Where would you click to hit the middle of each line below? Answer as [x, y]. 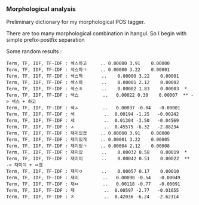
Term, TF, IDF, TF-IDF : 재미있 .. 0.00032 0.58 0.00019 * [97, 152]
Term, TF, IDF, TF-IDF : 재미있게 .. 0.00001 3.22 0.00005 [88, 140]
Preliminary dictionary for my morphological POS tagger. [76, 22]
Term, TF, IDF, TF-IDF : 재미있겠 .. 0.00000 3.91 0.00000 [88, 133]
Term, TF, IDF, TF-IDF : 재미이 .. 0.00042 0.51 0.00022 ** [98, 159]
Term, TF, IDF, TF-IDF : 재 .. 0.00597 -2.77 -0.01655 [93, 191]
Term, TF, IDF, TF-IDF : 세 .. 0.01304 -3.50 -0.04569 [93, 121]
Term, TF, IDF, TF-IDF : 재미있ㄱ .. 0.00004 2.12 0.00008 [88, 146]
